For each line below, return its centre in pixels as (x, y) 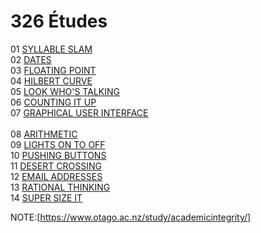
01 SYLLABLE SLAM (51, 49)
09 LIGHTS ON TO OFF (58, 144)
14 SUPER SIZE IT (46, 197)
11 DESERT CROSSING (56, 166)
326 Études (59, 21)
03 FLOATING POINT (53, 70)
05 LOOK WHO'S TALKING (65, 91)
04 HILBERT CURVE (51, 81)
